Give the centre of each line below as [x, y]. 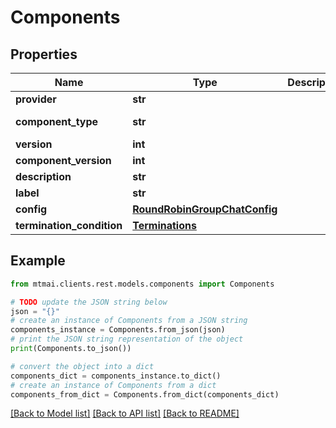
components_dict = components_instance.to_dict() [116, 376]
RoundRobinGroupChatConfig [205, 209]
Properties [44, 54]
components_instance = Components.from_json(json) [118, 330]
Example [38, 261]
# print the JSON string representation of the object [127, 339]
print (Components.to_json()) [71, 349]
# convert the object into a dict [82, 366]
